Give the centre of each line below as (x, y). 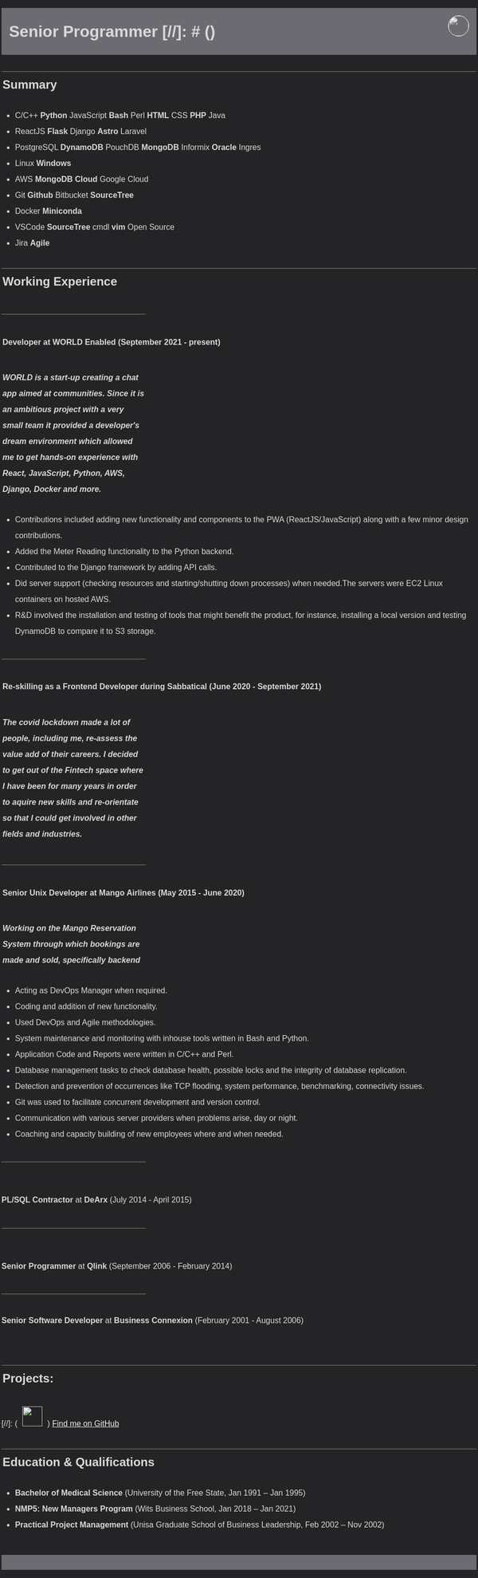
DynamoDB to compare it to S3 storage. (85, 631)
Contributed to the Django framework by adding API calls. (116, 567)
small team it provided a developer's (71, 425)
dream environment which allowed (68, 441)
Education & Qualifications (79, 1462)
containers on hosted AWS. (63, 599)
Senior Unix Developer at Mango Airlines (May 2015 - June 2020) (123, 892)
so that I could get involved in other (70, 818)
